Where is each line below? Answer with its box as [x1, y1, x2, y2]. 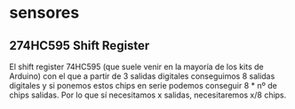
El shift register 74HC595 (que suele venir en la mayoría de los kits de [9, 61, 264, 72]
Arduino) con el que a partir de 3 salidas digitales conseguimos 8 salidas [9, 71, 275, 82]
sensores [9, 3, 80, 23]
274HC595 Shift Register [9, 38, 150, 53]
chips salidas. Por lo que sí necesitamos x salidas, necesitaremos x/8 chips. [9, 90, 287, 100]
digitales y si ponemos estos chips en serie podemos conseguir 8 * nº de [9, 81, 277, 90]
